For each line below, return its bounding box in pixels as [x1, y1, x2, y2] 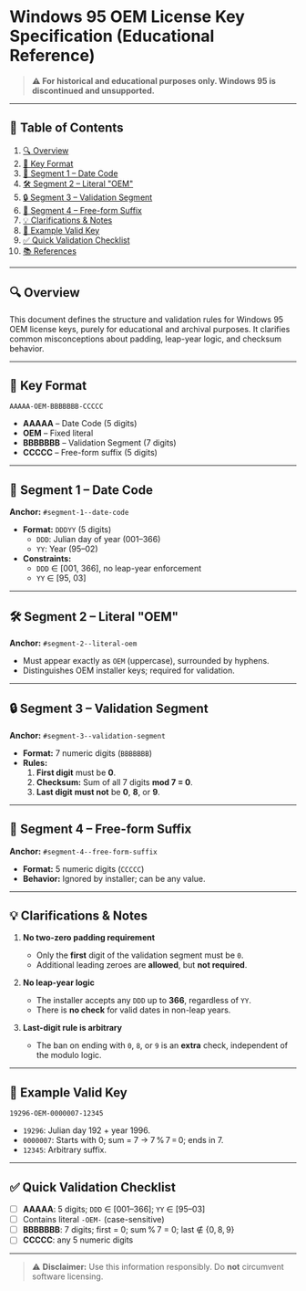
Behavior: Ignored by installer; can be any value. [22, 873, 206, 884]
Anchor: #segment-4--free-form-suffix [9, 845, 158, 856]
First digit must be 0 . [36, 767, 117, 778]
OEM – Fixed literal [22, 427, 94, 439]
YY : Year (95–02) [36, 543, 98, 554]
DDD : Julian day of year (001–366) [36, 534, 161, 545]
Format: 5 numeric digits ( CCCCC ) [22, 863, 145, 874]
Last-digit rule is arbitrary [22, 1023, 123, 1034]
